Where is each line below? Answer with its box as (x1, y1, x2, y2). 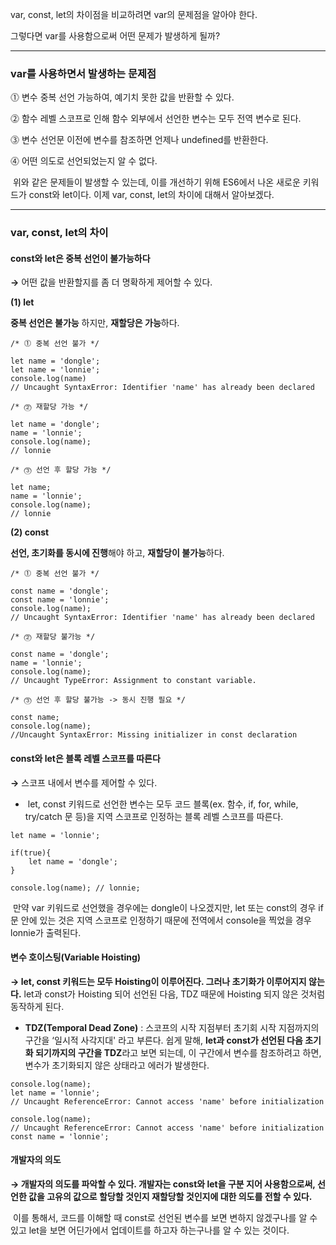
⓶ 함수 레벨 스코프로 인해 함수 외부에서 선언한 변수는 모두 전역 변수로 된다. (10, 113, 302, 125)
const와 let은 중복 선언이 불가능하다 (10, 252, 151, 264)
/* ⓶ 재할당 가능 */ (10, 402, 89, 412)
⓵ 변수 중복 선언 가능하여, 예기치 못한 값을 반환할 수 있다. (10, 91, 235, 103)
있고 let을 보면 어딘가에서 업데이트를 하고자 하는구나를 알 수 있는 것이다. (10, 1224, 290, 1237)
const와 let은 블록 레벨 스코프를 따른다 (10, 753, 161, 765)
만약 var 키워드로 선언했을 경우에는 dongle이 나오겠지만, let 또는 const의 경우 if (12, 901, 324, 913)
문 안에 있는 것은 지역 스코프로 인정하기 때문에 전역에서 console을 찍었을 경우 (10, 914, 312, 926)
